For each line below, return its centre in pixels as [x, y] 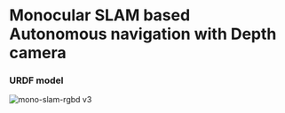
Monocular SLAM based [100, 15]
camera [38, 53]
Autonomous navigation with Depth [143, 34]
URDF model [36, 80]
